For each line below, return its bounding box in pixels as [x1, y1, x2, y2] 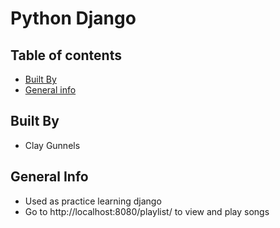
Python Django [10, 7, 137, 30]
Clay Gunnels [24, 139, 81, 151]
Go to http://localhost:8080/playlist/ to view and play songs [24, 205, 270, 217]
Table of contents [10, 47, 122, 64]
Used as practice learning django [24, 195, 162, 207]
